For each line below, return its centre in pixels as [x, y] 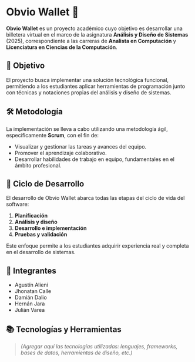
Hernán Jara [30, 304]
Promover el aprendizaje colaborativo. [60, 153]
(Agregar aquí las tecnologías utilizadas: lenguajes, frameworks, [99, 346]
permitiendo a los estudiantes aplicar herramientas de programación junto [96, 86]
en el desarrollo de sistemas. [41, 252]
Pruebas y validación [41, 235]
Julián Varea [30, 310]
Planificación [31, 216]
